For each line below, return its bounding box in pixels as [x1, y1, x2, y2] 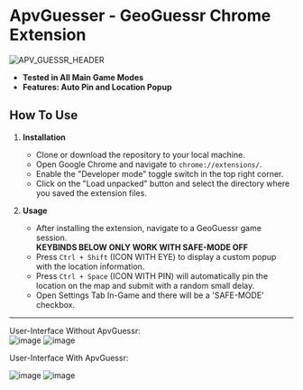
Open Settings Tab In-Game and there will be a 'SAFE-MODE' [35, 290, 264, 301]
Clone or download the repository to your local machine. [35, 149, 245, 160]
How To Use [9, 107, 78, 123]
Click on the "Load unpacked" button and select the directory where [35, 178, 290, 189]
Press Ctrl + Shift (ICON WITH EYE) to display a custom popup [35, 251, 277, 262]
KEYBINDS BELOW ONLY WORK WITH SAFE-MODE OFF [35, 241, 248, 253]
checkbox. [35, 299, 76, 310]
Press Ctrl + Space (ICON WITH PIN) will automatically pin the [35, 270, 269, 281]
